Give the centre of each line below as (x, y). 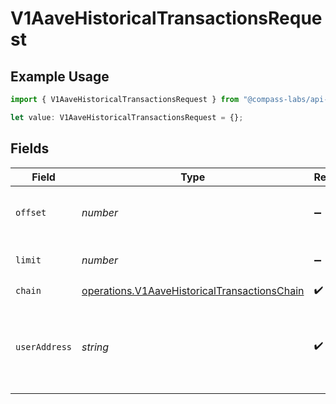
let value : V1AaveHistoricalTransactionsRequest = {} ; (127, 117)
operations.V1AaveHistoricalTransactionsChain (193, 291)
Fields (30, 148)
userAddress (44, 346)
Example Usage (60, 76)
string (95, 347)
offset (31, 212)
